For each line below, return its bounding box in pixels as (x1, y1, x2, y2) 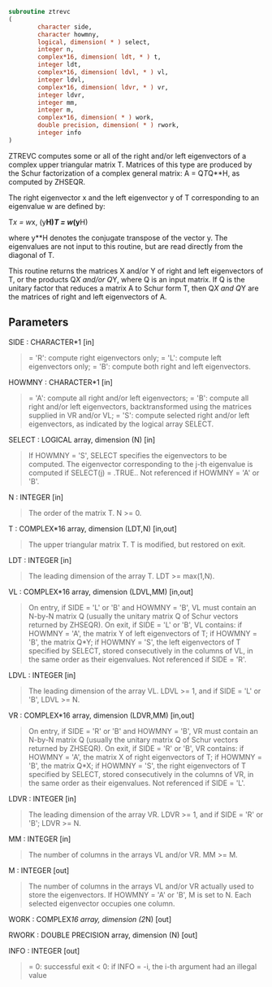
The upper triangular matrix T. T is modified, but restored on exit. (28, 539, 246, 549)
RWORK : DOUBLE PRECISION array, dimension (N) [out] (8, 930, 198, 940)
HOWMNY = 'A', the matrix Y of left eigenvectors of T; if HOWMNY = (28, 628, 258, 638)
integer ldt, (37, 61, 82, 69)
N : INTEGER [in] (8, 492, 63, 502)
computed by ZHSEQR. (8, 177, 86, 186)
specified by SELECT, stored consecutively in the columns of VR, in (28, 769, 254, 779)
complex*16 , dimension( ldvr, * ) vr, (37, 83, 169, 91)
